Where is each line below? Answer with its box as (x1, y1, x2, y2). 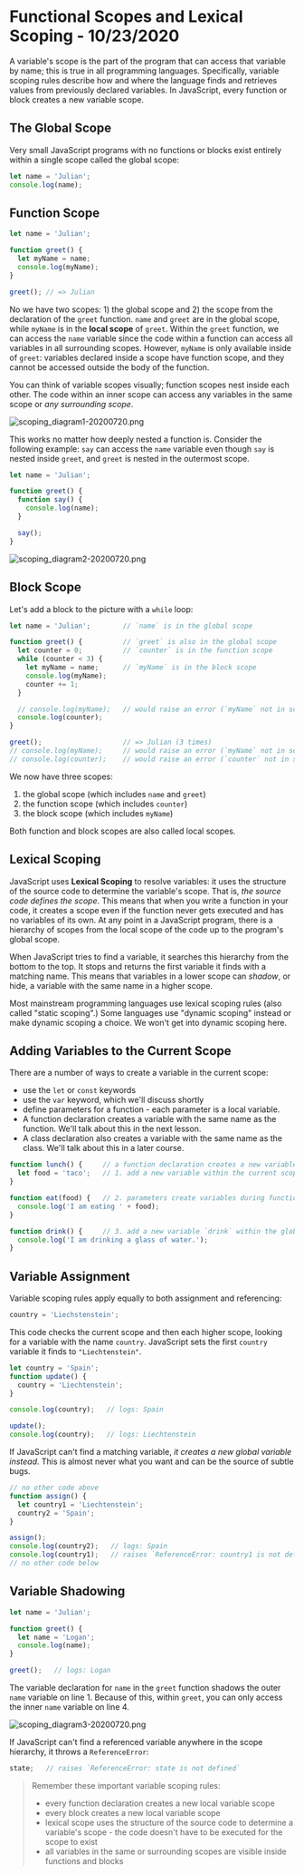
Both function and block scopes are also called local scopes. (9, 825, 236, 836)
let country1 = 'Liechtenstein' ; (17, 1499, 144, 1509)
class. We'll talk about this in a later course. (22, 1143, 185, 1154)
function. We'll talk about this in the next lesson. (22, 1123, 202, 1135)
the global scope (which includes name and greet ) (22, 788, 206, 799)
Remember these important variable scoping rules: (31, 1780, 221, 1791)
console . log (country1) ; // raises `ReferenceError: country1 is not (9, 1550, 281, 1559)
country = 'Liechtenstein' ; (17, 1381, 124, 1390)
